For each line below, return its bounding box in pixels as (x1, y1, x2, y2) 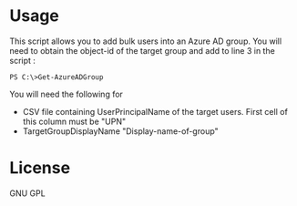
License (9, 158, 71, 179)
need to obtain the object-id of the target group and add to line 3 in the (9, 45, 275, 56)
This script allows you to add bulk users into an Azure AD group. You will (9, 36, 282, 46)
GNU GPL (9, 188, 46, 199)
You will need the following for (9, 88, 123, 99)
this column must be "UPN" (22, 116, 126, 127)
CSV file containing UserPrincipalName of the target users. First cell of (22, 106, 289, 117)
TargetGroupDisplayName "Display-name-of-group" (22, 125, 219, 137)
